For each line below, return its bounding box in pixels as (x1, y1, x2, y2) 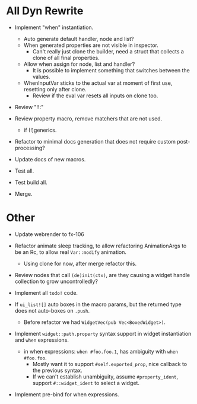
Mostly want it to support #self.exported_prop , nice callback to (32, 360, 188, 367)
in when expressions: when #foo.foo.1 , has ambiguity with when (23, 348, 178, 355)
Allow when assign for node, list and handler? (23, 61, 135, 68)
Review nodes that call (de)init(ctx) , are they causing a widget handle (14, 271, 190, 278)
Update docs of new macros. (14, 155, 86, 163)
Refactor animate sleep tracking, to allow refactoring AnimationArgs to (14, 242, 187, 249)
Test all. (14, 167, 34, 174)
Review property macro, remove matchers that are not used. (14, 114, 163, 122)
